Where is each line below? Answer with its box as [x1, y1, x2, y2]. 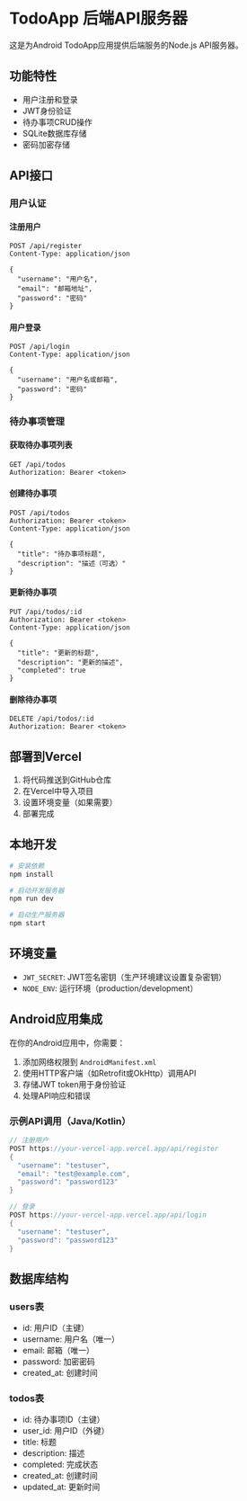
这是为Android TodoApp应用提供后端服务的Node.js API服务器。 [9, 40, 244, 50]
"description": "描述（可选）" [17, 558, 127, 567]
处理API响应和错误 [22, 1090, 92, 1101]
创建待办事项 [9, 487, 57, 499]
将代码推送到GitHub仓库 [22, 774, 112, 785]
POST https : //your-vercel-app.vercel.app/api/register [9, 1144, 219, 1153]
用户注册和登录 [22, 94, 78, 104]
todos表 [9, 1391, 45, 1404]
